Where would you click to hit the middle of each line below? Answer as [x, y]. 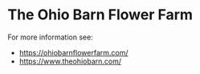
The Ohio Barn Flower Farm [100, 15]
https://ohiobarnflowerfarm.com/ [73, 52]
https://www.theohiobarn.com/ [70, 61]
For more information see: [50, 37]
